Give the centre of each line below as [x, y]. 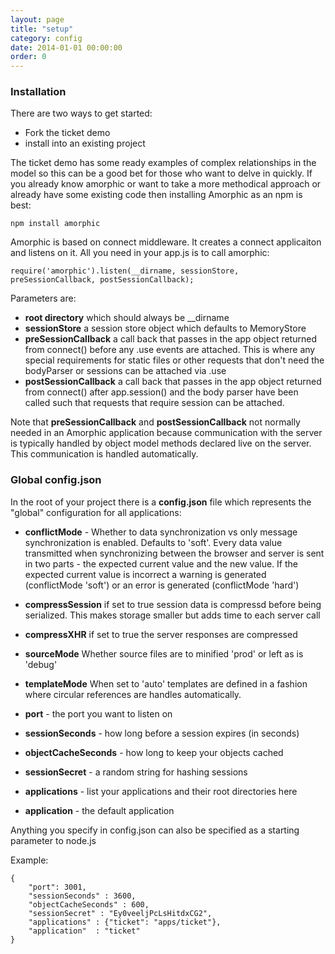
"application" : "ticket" [84, 931]
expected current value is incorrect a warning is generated [145, 574]
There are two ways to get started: [81, 113]
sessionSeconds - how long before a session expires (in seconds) [162, 733]
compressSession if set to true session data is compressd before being [173, 604]
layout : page [37, 19]
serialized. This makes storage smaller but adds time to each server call [172, 615]
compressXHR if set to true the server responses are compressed [161, 634]
